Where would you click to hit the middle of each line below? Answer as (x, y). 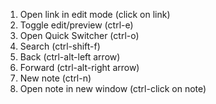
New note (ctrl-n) (55, 78)
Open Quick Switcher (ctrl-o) (79, 35)
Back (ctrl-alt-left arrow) (70, 57)
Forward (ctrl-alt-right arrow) (79, 67)
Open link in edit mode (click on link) (95, 14)
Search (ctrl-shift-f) (60, 46)
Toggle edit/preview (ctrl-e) (76, 25)
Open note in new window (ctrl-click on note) (113, 88)
